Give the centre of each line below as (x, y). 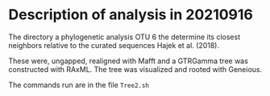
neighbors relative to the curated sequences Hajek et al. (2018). (114, 45)
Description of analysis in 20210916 (131, 15)
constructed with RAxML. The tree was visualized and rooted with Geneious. (135, 69)
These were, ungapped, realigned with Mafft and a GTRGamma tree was (128, 61)
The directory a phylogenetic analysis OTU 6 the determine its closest (124, 37)
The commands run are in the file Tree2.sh (79, 85)
